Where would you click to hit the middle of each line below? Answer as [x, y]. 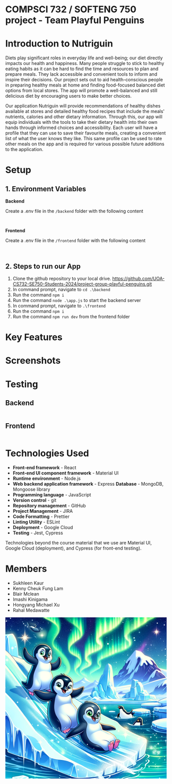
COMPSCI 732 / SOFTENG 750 [71, 9]
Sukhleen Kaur [28, 583]
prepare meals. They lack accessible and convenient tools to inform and [81, 74]
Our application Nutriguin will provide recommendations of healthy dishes [83, 106]
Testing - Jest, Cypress [38, 533]
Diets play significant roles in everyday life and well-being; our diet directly [84, 58]
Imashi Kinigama [30, 599]
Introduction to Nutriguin [59, 44]
